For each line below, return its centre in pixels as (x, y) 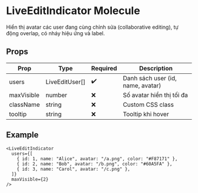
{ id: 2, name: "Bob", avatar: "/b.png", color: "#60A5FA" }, (95, 164)
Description (156, 68)
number (57, 95)
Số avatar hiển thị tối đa (156, 95)
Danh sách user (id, (150, 78)
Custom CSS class (148, 104)
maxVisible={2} (30, 179)
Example (22, 135)
